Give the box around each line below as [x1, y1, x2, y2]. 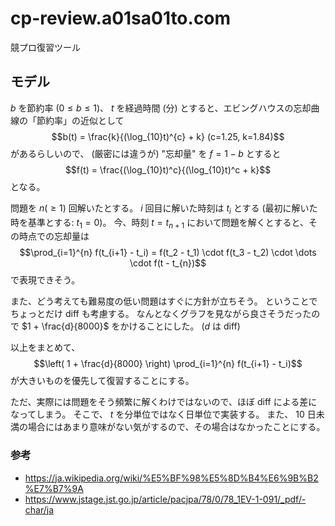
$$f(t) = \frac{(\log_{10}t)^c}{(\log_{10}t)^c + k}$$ [64, 163, 272, 176]
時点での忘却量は [18, 230, 90, 242]
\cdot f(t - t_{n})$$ [129, 257, 207, 269]
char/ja [24, 503, 55, 516]
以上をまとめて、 [10, 342, 81, 354]
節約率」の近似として [36, 114, 125, 126]
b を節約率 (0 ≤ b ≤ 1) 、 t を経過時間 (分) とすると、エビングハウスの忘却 [10, 102, 312, 114]
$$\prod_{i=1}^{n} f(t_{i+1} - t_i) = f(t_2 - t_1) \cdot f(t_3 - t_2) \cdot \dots [19, 247, 317, 259]
